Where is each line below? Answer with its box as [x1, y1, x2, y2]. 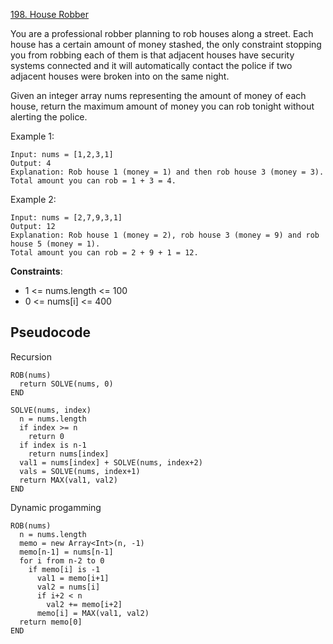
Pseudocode [10, 324, 92, 341]
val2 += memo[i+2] [46, 599, 123, 609]
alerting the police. [10, 111, 88, 123]
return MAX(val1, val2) [19, 475, 118, 485]
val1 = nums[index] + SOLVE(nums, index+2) [19, 457, 203, 468]
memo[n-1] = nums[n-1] [19, 547, 114, 557]
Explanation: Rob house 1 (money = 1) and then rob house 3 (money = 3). [10, 167, 325, 177]
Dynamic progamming [10, 501, 102, 513]
